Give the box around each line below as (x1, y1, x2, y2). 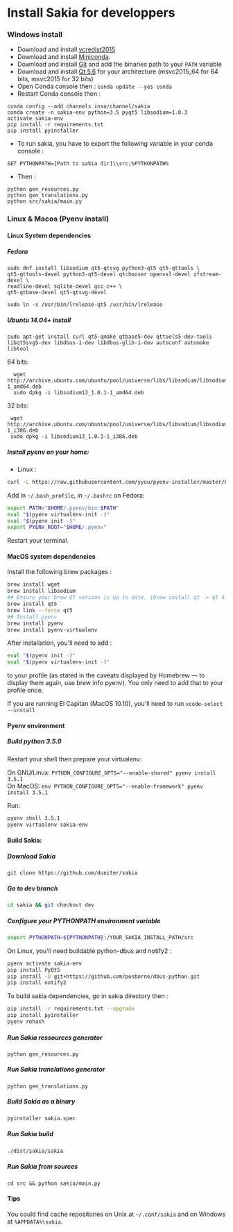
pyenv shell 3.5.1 (7, 814, 60, 822)
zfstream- (193, 271, 222, 278)
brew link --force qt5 (7, 607, 73, 614)
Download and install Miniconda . (17, 53, 111, 61)
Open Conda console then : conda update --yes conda (17, 82, 172, 91)
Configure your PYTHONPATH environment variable (7, 916, 161, 925)
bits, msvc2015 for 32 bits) (17, 75, 94, 83)
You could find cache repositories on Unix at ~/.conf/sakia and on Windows (7, 1210, 226, 1218)
